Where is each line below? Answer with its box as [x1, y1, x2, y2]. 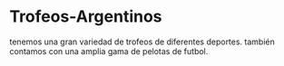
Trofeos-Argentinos [9, 6, 162, 27]
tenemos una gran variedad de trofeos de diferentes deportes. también [9, 36, 275, 47]
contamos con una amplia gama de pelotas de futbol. [9, 45, 209, 56]
